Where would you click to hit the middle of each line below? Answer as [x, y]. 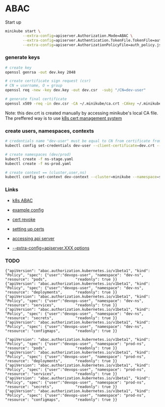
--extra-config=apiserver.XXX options [51, 248]
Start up [13, 22]
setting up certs [28, 229]
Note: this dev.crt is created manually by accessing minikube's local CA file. [82, 113]
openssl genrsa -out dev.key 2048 [41, 72]
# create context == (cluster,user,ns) [46, 172]
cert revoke [24, 219]
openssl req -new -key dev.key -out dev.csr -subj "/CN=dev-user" [76, 90]
